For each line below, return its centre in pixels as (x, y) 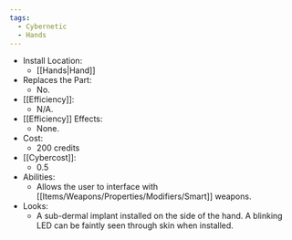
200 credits (58, 148)
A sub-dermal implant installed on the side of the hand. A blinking (159, 216)
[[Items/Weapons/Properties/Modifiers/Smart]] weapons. (144, 196)
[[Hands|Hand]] (66, 70)
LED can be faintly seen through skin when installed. (135, 225)
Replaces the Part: (57, 80)
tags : (20, 18)
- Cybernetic (42, 26)
